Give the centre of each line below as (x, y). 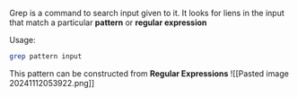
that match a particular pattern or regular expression (108, 22)
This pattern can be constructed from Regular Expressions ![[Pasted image (149, 73)
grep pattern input (46, 57)
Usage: (22, 40)
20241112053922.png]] (52, 83)
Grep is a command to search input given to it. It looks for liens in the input (147, 13)
